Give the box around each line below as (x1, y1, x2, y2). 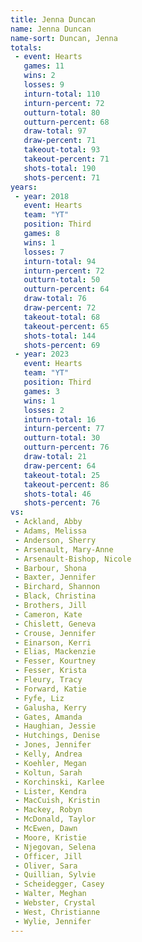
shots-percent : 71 (23, 172, 101, 183)
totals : (10, 42, 43, 53)
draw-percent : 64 (23, 461, 97, 471)
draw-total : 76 (23, 294, 87, 304)
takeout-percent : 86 (23, 479, 110, 490)
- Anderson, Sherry (14, 535, 97, 545)
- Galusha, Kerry (14, 702, 87, 713)
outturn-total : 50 (23, 275, 101, 285)
